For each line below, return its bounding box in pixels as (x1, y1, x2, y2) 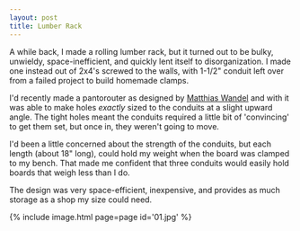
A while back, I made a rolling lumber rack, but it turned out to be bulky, (9, 46, 274, 57)
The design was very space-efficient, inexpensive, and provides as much (9, 184, 281, 195)
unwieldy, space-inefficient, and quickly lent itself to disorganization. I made (9, 56, 292, 67)
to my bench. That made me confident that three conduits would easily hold (9, 157, 290, 168)
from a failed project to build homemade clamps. (9, 75, 190, 85)
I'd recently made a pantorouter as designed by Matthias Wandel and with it (9, 92, 289, 103)
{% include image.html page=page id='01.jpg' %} (9, 211, 192, 222)
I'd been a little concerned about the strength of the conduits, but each (9, 138, 272, 149)
